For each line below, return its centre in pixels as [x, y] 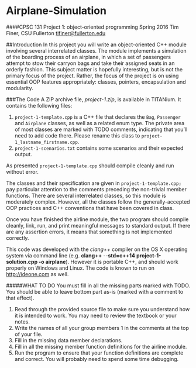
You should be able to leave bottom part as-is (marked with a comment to [95, 291]
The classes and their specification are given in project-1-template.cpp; [94, 183]
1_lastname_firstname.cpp [46, 142]
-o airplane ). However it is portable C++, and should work [109, 262]
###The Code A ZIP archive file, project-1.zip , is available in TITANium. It [94, 99]
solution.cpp [22, 262]
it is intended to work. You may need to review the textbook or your [95, 315]
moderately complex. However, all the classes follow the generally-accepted [98, 202]
